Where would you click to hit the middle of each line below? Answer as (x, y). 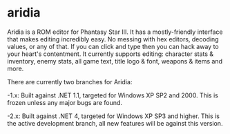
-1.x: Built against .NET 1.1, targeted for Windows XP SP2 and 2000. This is (113, 95)
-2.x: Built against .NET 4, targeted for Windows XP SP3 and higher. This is (113, 116)
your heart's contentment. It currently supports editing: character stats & (111, 54)
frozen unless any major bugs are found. (65, 102)
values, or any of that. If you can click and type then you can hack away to (113, 46)
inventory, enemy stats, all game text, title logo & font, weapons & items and (115, 61)
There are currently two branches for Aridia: (70, 82)
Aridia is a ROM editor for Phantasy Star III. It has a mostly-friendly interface (115, 32)
